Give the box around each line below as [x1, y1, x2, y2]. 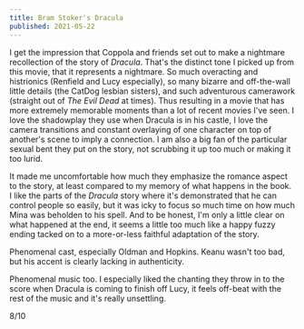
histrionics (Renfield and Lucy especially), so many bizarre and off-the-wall [9, 75, 290, 86]
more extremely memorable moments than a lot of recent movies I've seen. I [9, 105, 295, 115]
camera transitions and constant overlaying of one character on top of [9, 124, 272, 135]
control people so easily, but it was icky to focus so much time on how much [9, 199, 295, 210]
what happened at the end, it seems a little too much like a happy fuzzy [9, 219, 276, 230]
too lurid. [9, 153, 44, 164]
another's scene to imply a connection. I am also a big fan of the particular [9, 134, 288, 145]
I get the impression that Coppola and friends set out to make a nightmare [9, 46, 286, 57]
